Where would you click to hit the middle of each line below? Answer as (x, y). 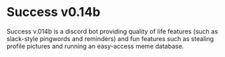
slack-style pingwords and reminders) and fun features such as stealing (110, 38)
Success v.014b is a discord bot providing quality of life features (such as (112, 31)
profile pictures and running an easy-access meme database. (95, 46)
